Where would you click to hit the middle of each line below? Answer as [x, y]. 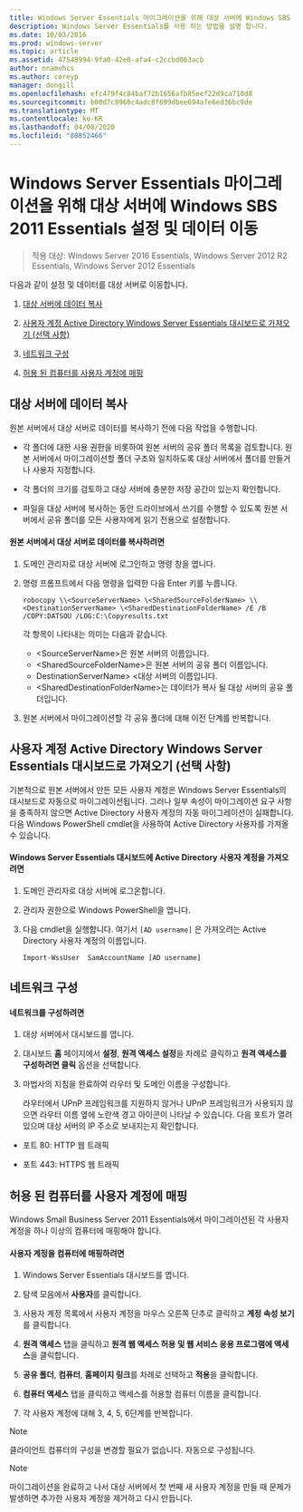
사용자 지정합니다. [64, 470]
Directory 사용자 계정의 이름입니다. [85, 940]
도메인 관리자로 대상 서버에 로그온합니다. [94, 890]
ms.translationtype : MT [54, 111]
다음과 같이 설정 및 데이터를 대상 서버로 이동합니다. [99, 284]
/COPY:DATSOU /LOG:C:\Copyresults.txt [95, 616]
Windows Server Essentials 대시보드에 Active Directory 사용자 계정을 [137, 858]
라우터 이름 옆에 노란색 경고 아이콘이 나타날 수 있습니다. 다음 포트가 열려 [166, 1115]
